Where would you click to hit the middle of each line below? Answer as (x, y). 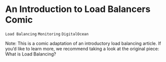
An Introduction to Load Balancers (78, 9)
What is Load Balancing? (31, 54)
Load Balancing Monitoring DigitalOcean (47, 34)
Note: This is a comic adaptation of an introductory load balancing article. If (83, 43)
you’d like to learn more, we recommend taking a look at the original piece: (82, 48)
